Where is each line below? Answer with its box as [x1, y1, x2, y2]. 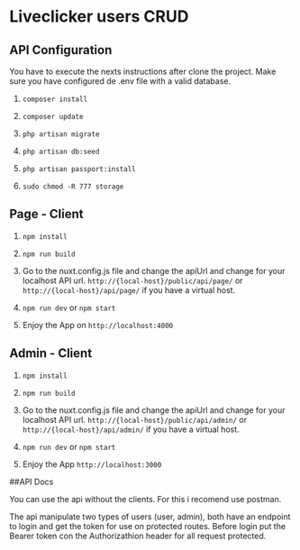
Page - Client [9, 206, 84, 222]
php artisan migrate [22, 130, 100, 139]
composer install [22, 95, 88, 104]
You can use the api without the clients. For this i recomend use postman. [9, 493, 282, 504]
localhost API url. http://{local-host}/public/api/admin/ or [22, 414, 248, 425]
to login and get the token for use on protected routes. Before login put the [9, 520, 286, 531]
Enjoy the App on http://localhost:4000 [22, 319, 174, 330]
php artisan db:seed [22, 147, 100, 156]
